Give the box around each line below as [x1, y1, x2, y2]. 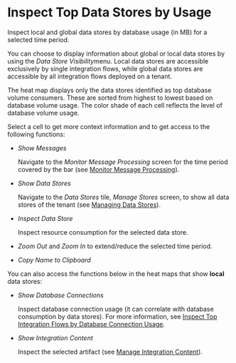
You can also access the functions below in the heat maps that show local [7, 269, 225, 278]
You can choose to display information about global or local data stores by [7, 49, 225, 58]
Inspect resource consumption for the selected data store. [17, 227, 188, 236]
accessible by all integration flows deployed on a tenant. [7, 72, 173, 81]
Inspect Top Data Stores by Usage [7, 4, 212, 21]
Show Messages [17, 143, 67, 152]
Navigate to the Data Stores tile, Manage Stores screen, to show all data [17, 193, 230, 201]
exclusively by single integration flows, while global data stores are [7, 64, 203, 73]
